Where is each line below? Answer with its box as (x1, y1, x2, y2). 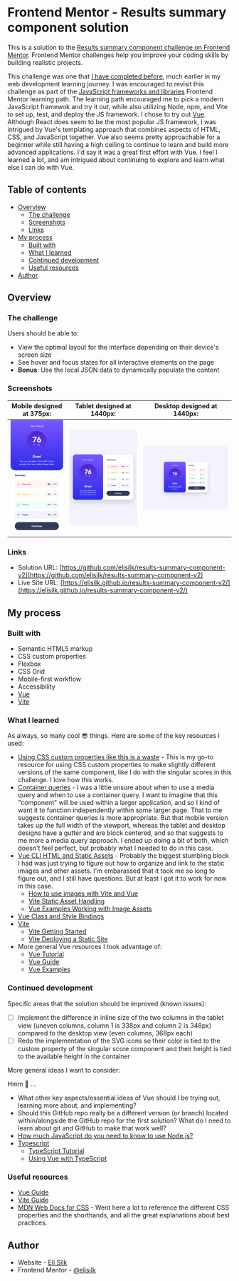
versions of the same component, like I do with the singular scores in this (17, 768, 232, 776)
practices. (17, 1218, 48, 1227)
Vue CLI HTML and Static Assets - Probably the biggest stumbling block (17, 851, 230, 860)
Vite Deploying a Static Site (28, 935, 108, 943)
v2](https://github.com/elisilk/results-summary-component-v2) (17, 571, 203, 579)
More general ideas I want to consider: (7, 1065, 121, 1074)
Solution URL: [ (17, 563, 62, 572)
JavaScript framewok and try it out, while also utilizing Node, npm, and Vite (7, 102, 228, 111)
